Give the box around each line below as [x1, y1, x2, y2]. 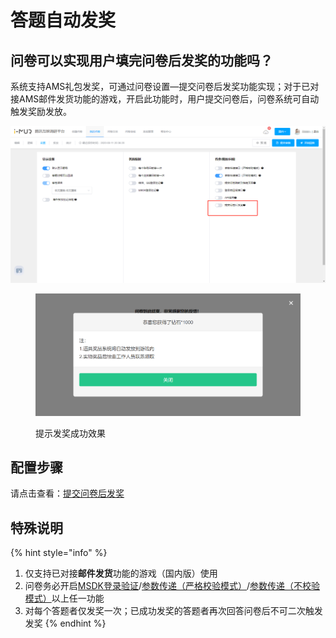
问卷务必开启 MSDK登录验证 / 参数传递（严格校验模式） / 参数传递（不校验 [24, 580, 321, 592]
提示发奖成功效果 [35, 427, 106, 439]
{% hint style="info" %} [10, 547, 108, 559]
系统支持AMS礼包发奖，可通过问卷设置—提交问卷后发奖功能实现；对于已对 [10, 81, 320, 92]
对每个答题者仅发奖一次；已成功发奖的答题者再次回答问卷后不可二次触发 [24, 605, 323, 617]
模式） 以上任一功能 [24, 592, 105, 605]
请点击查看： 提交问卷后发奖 [10, 487, 125, 500]
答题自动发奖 [10, 9, 117, 32]
